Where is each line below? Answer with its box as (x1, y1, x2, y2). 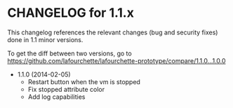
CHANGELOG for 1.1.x (7, 5, 135, 21)
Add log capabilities (27, 93, 86, 101)
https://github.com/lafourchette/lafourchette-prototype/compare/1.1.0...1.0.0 (7, 56, 226, 65)
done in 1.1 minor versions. (7, 35, 84, 43)
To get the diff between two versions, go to (7, 49, 132, 58)
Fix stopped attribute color (27, 85, 105, 93)
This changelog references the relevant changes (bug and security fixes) (7, 28, 218, 36)
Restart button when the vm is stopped (27, 77, 140, 86)
